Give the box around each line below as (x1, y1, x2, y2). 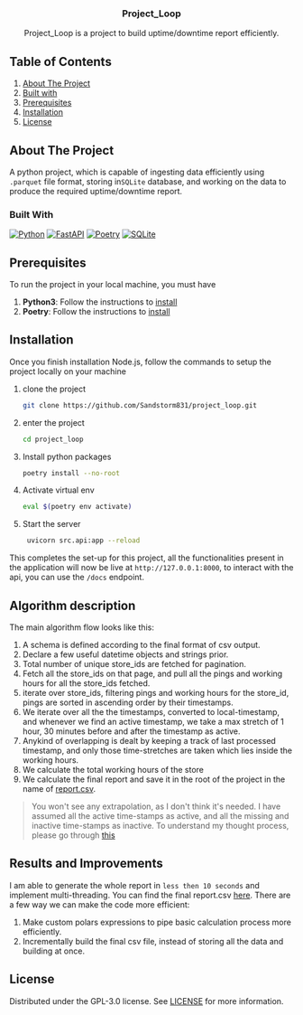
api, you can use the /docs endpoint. (9, 572, 144, 583)
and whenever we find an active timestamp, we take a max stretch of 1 (22, 717, 284, 728)
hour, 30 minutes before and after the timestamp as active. (22, 726, 241, 737)
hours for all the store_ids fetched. (22, 678, 151, 689)
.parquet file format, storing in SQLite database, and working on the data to (9, 175, 287, 187)
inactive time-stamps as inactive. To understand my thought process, (31, 821, 289, 832)
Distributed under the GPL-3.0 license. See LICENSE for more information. (9, 995, 284, 1006)
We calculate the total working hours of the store (22, 765, 205, 775)
